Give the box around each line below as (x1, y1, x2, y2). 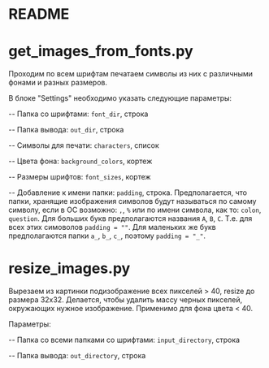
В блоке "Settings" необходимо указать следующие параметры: (8, 93, 232, 103)
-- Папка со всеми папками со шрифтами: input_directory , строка (8, 335, 241, 345)
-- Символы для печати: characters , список (8, 141, 160, 150)
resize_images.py (8, 259, 131, 278)
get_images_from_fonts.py (8, 42, 193, 61)
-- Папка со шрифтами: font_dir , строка (8, 109, 149, 119)
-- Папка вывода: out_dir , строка (8, 125, 124, 135)
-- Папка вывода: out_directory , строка (8, 351, 146, 361)
